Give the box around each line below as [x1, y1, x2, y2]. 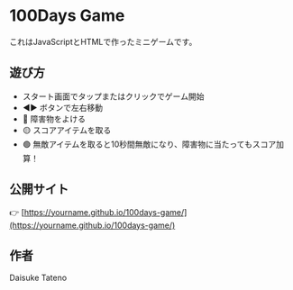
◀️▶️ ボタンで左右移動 [22, 102, 104, 113]
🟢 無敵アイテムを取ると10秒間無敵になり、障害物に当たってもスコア [22, 139, 277, 150]
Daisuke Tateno [9, 272, 68, 284]
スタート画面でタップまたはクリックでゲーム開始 [22, 91, 205, 102]
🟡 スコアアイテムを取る [22, 124, 112, 135]
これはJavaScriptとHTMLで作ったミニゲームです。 [9, 36, 197, 47]
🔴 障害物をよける [22, 113, 86, 124]
